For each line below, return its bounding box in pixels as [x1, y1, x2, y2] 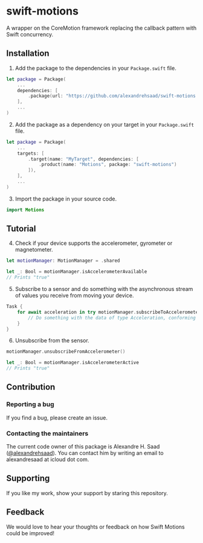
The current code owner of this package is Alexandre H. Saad [6, 443, 160, 450]
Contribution [6, 382, 56, 392]
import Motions [6, 207, 45, 213]
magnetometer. [14, 246, 53, 253]
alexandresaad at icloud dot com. [6, 456, 89, 463]
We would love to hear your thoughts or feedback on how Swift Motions [6, 523, 185, 530]
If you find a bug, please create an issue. [6, 414, 108, 421]
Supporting [6, 473, 50, 484]
